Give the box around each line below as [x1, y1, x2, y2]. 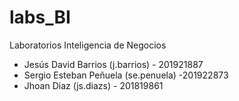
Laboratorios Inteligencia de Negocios [9, 39, 167, 51]
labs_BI [9, 6, 71, 29]
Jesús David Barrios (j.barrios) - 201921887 [23, 58, 204, 70]
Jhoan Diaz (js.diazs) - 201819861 [23, 79, 164, 91]
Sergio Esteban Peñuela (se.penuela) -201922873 [23, 69, 229, 81]
